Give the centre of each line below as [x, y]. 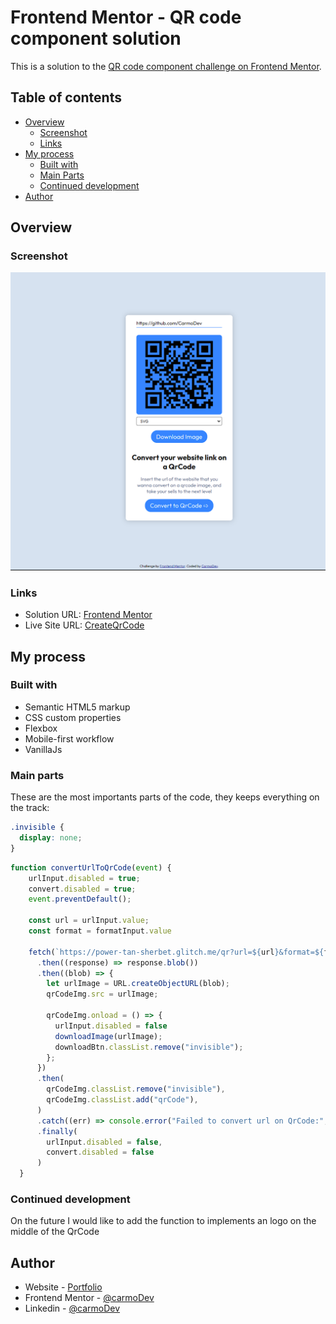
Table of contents [66, 97]
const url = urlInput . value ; [89, 921]
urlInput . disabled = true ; [84, 878]
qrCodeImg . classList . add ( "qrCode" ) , [122, 1100]
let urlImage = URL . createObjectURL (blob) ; [138, 984]
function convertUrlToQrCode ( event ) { [91, 867]
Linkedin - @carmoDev [72, 1308]
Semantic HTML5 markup [77, 707]
